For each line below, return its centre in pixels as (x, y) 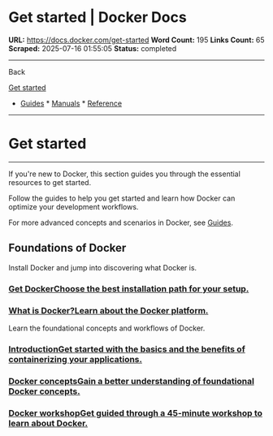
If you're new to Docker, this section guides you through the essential (125, 174)
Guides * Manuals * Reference (71, 103)
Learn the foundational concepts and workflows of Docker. (107, 328)
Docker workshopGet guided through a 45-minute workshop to (135, 412)
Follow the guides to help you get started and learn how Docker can (122, 198)
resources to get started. (50, 182)
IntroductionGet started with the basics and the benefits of (127, 349)
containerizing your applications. (75, 359)
